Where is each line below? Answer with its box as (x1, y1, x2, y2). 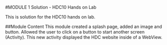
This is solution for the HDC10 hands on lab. (5, 14, 96, 19)
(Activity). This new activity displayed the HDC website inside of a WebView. (5, 34, 162, 40)
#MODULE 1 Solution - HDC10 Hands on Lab (5, 4, 96, 10)
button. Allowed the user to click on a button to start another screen (5, 29, 145, 34)
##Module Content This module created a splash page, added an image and (5, 23, 162, 29)
